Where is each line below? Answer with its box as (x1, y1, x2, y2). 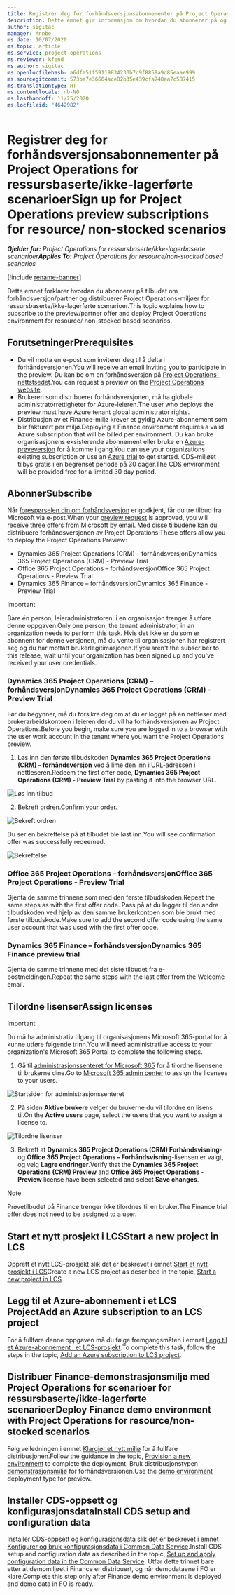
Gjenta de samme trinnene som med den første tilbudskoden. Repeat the (7, 893, 215, 902)
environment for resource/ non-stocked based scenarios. (7, 316, 173, 325)
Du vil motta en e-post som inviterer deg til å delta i (17, 355, 166, 363)
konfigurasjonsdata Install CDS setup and (7, 1505, 190, 1517)
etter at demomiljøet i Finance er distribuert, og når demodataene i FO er (7, 1565, 217, 1573)
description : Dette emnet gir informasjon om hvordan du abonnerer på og (7, 17, 227, 24)
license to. (17, 1119, 48, 1127)
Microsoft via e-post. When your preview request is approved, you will (7, 514, 208, 522)
